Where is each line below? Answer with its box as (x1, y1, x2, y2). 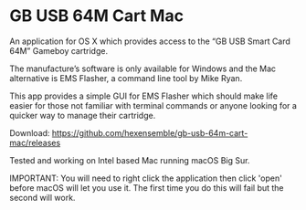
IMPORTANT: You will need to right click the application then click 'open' (9, 173, 283, 184)
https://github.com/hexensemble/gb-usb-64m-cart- (51, 127, 248, 138)
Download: (9, 127, 50, 138)
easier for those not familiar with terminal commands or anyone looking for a (9, 100, 297, 110)
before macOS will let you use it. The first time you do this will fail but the (9, 182, 285, 193)
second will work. (9, 192, 76, 203)
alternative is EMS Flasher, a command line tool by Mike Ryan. (9, 72, 243, 83)
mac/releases (9, 137, 61, 148)
